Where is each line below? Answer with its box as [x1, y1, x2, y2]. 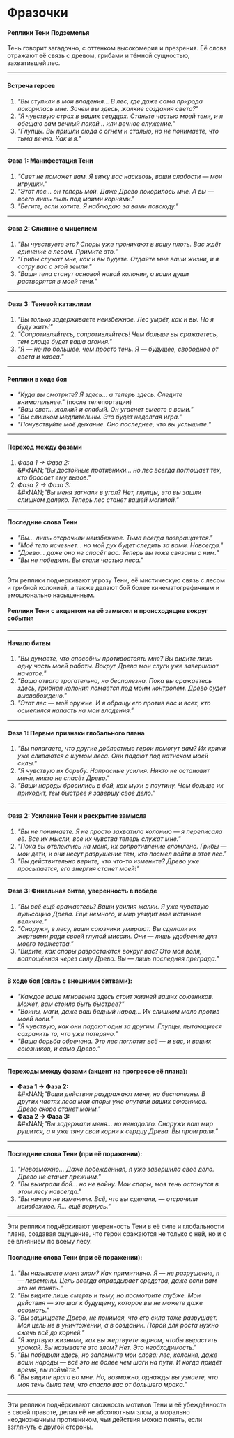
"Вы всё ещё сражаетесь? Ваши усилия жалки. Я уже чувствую [17, 902, 209, 910]
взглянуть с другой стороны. [7, 1423, 93, 1431]
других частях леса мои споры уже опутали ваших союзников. [17, 1098, 208, 1106]
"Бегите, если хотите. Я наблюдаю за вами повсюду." [17, 201, 179, 210]
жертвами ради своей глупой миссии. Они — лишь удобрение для [17, 932, 217, 940]
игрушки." [17, 180, 47, 188]
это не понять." [17, 1284, 63, 1292]
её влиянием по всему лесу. [7, 1237, 92, 1246]
